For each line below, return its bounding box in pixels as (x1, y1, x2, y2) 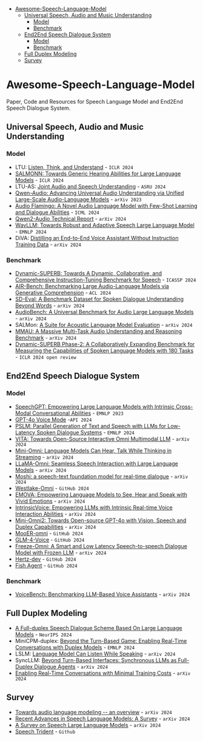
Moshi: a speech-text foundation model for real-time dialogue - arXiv (15, 472, 188, 480)
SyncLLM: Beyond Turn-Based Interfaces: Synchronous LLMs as (15, 656, 177, 663)
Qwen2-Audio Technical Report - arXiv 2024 (15, 215, 127, 222)
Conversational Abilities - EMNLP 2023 (32, 409, 124, 417)
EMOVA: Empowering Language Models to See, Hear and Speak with (15, 491, 188, 498)
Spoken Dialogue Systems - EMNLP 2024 (36, 429, 135, 436)
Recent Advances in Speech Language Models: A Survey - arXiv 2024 (15, 715, 190, 722)
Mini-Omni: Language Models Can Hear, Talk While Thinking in (15, 447, 172, 454)
